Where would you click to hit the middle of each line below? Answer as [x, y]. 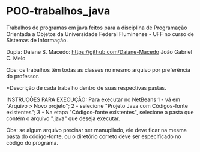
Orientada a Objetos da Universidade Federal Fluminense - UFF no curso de [100, 34]
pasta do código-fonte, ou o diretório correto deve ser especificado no [94, 136]
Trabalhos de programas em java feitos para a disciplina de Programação [97, 28]
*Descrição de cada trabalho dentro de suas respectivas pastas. [86, 87]
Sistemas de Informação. [37, 40]
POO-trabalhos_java [58, 11]
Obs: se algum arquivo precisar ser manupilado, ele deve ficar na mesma [97, 130]
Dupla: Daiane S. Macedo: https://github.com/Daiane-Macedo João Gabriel [99, 51]
